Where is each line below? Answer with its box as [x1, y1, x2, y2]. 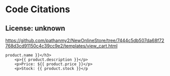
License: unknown [5, 24, 66, 33]
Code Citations [5, 4, 70, 15]
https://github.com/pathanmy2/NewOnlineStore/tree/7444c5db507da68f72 [5, 37, 165, 43]
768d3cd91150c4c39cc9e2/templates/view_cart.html [5, 43, 118, 49]
